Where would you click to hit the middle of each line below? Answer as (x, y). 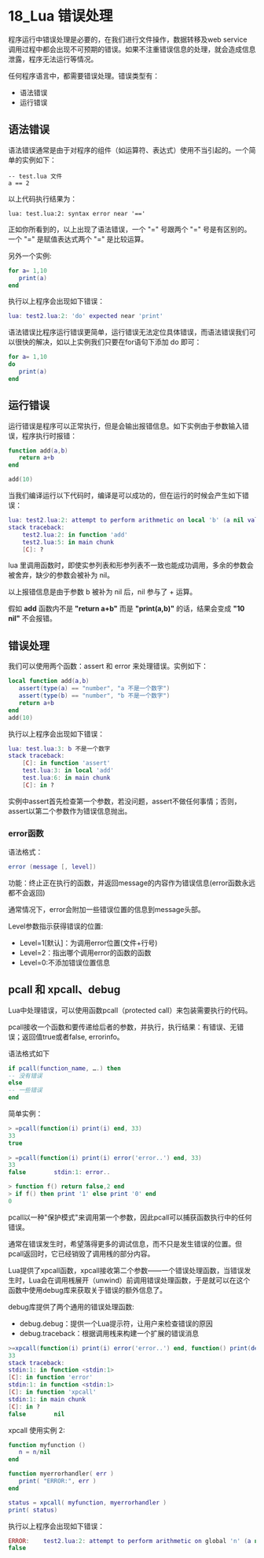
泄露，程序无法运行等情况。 (53, 59)
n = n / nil (35, 1453)
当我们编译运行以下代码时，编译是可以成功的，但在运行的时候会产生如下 (125, 496)
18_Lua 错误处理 (60, 16)
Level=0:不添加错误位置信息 (64, 962)
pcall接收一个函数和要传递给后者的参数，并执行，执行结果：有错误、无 (123, 1027)
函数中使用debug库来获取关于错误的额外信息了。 (88, 1290)
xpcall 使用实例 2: (37, 1430)
